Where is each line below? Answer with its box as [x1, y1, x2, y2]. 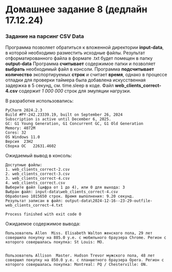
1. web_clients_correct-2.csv [5, 167, 70, 172]
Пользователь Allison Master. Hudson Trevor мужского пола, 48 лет [5, 253, 155, 258]
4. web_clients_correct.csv [5, 180, 66, 185]
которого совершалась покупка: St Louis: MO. [5, 240, 104, 245]
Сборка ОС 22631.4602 [5, 143, 56, 149]
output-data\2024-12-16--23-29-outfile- [65, 198, 153, 203]
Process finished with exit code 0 [5, 212, 82, 217]
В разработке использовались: [5, 98, 74, 104]
